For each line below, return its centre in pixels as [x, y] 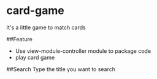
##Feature [19, 39]
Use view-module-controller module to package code [83, 51]
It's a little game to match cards [46, 27]
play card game [35, 57]
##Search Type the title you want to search [61, 69]
